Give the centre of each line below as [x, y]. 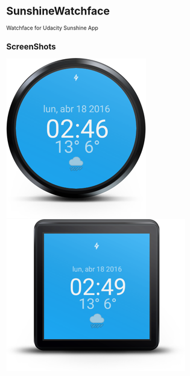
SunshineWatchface [58, 11]
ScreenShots [31, 47]
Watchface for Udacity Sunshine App [52, 28]
